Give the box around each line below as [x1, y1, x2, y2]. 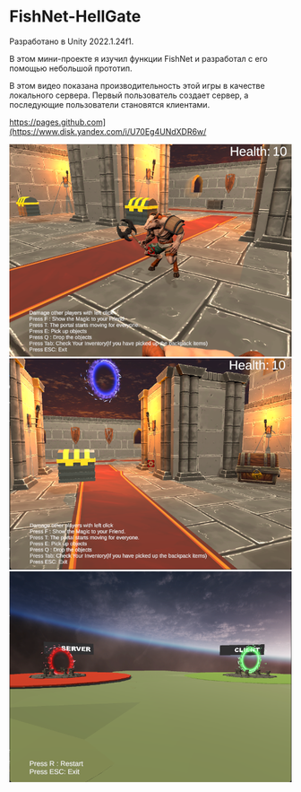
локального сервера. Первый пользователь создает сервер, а [9, 90, 249, 100]
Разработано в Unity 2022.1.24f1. [9, 36, 134, 47]
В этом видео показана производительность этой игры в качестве [9, 80, 266, 91]
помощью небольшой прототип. [9, 63, 133, 74]
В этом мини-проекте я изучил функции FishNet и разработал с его [9, 53, 268, 64]
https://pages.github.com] [9, 117, 106, 127]
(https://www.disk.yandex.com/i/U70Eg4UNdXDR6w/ [9, 126, 207, 136]
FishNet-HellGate [9, 6, 142, 27]
